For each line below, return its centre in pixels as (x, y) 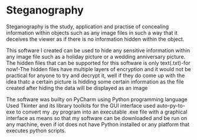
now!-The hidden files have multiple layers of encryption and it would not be (99, 69)
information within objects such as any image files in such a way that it (92, 32)
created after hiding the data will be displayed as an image (77, 88)
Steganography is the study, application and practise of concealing (88, 26)
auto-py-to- (171, 105)
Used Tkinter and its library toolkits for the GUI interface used (81, 105)
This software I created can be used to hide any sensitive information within (98, 50)
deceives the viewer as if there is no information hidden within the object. (95, 39)
